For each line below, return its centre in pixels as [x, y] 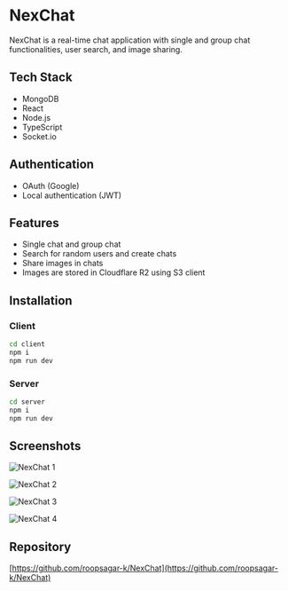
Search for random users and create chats [99, 254]
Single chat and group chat [71, 244]
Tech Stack [41, 78]
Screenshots [45, 446]
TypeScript [42, 127]
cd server [27, 402]
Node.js [36, 117]
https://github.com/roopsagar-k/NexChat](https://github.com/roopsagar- [145, 568]
